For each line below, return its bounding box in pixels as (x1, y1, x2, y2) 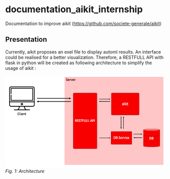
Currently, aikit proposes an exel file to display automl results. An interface (5, 48, 161, 55)
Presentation (5, 35, 47, 44)
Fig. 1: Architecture (5, 168, 45, 174)
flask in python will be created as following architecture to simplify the (5, 60, 152, 66)
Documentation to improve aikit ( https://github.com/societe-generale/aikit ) (5, 20, 162, 27)
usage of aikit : (5, 65, 37, 71)
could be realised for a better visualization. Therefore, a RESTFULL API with (5, 54, 164, 60)
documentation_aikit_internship (5, 4, 143, 15)
